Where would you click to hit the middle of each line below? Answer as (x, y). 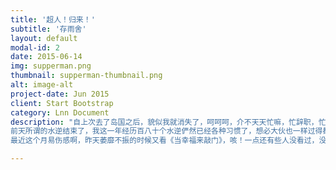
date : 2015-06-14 (46, 57)
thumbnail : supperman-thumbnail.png (86, 76)
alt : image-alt (42, 85)
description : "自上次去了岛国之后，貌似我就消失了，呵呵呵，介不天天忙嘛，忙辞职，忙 (168, 122)
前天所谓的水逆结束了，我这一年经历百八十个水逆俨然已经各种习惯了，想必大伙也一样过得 (166, 131)
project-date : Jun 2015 (60, 94)
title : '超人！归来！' (53, 19)
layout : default (44, 38)
